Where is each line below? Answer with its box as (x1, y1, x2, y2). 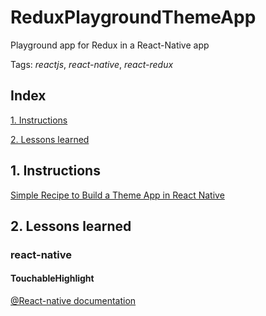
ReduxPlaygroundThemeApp (10, 6, 257, 29)
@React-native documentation (10, 295, 137, 307)
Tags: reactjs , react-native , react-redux (10, 58, 174, 70)
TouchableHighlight (10, 272, 95, 285)
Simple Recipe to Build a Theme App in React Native (10, 189, 225, 201)
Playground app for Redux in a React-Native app (10, 39, 210, 51)
